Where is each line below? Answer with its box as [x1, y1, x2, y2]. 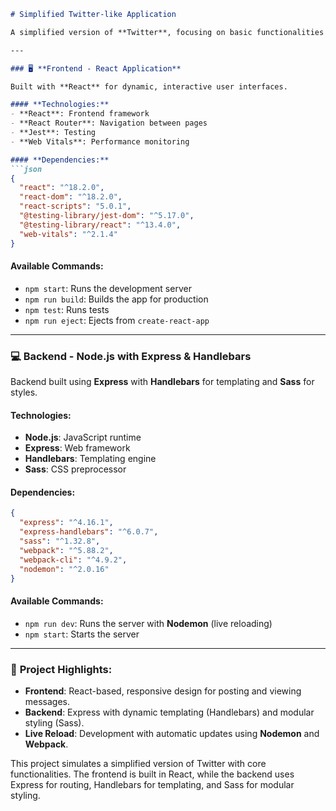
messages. [24, 695, 71, 707]
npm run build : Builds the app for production [24, 293, 209, 305]
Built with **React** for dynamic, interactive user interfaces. [10, 81, 288, 92]
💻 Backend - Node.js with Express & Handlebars [10, 349, 252, 363]
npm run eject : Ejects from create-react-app [24, 314, 210, 326]
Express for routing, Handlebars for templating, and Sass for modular [10, 778, 295, 790]
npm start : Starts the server [24, 628, 140, 640]
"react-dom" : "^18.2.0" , [19, 192, 123, 202]
